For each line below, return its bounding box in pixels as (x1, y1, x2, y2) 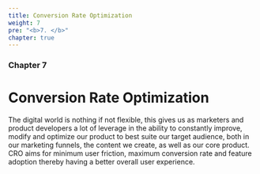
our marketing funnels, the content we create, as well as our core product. (8, 140, 251, 150)
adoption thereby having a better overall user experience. (8, 157, 195, 167)
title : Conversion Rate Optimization (8, 11, 133, 20)
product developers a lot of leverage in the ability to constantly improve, (8, 123, 243, 133)
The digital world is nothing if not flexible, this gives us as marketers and (8, 115, 244, 125)
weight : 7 (8, 19, 41, 27)
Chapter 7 (8, 60, 47, 71)
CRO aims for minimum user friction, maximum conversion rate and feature (8, 149, 252, 158)
